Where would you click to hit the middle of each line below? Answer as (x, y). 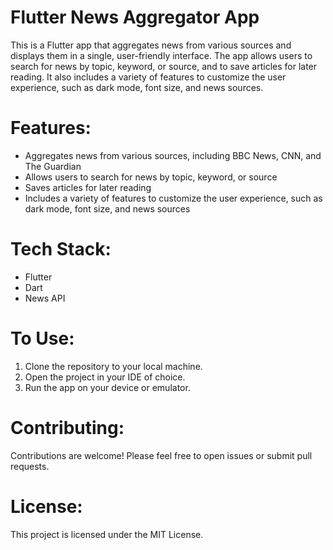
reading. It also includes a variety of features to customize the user (148, 77)
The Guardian (53, 166)
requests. (30, 466)
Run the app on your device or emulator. (107, 387)
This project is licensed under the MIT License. (107, 534)
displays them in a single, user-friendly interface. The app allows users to (161, 55)
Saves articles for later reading (88, 187)
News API (45, 298)
